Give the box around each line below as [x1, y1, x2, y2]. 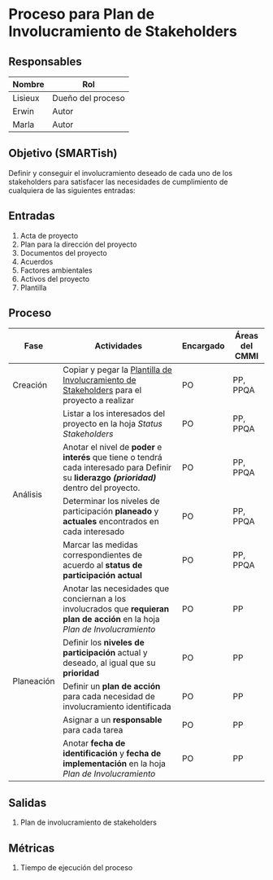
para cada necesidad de [63, 691, 156, 703]
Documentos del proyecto [19, 247, 107, 257]
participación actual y [63, 647, 148, 659]
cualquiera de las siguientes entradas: [8, 185, 136, 195]
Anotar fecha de [63, 738, 126, 749]
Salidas [8, 795, 47, 810]
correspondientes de [63, 549, 143, 561]
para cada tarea [63, 725, 123, 736]
